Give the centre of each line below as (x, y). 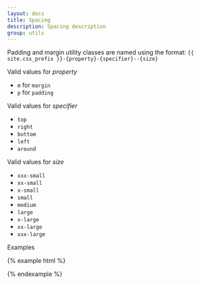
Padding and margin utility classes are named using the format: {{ (100, 52)
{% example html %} (36, 261)
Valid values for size (35, 162)
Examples (21, 247)
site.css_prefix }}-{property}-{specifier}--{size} (83, 59)
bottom (27, 135)
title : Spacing (29, 20)
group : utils (26, 33)
